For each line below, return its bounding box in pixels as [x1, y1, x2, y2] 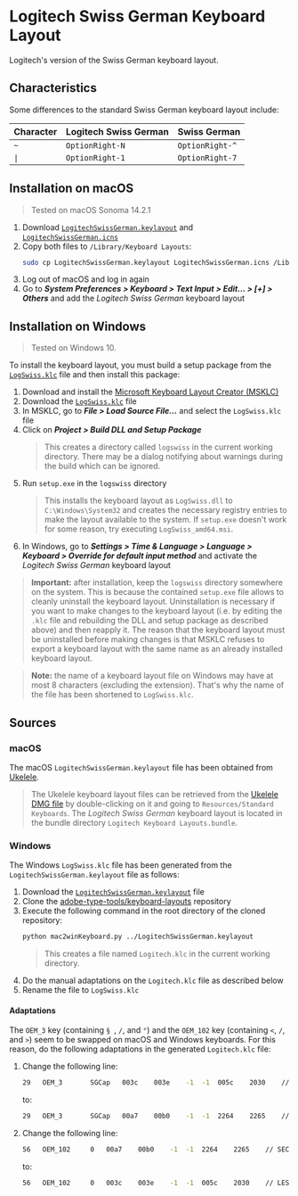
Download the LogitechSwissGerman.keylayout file [21, 887, 205, 897]
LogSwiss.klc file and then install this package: [9, 369, 181, 380]
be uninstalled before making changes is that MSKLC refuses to [30, 634, 265, 645]
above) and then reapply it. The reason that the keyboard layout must [30, 624, 286, 635]
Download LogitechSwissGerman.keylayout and [21, 221, 194, 233]
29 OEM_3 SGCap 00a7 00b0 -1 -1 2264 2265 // [21, 1112, 290, 1121]
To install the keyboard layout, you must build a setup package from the [9, 359, 272, 371]
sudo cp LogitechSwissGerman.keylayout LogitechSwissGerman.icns [21, 258, 270, 267]
